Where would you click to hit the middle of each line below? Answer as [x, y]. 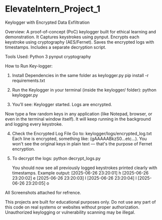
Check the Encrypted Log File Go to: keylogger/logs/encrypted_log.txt [82, 133]
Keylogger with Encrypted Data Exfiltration [47, 22]
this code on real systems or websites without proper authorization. [72, 207]
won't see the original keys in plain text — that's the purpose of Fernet [82, 143]
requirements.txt [29, 80]
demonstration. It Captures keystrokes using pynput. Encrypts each [72, 37]
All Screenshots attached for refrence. [43, 192]
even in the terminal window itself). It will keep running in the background [78, 119]
